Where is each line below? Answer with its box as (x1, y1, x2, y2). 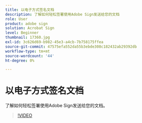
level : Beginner (5, 30, 39, 35)
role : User (5, 16, 28, 21)
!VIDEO (17, 113, 32, 119)
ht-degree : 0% (5, 58, 35, 63)
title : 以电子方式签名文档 (5, 7, 55, 12)
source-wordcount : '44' (5, 53, 55, 59)
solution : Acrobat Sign (5, 26, 55, 31)
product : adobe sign (5, 21, 48, 26)
